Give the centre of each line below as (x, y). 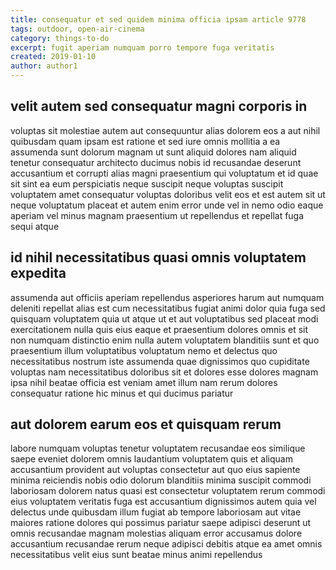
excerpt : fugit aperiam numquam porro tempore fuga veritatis (142, 47)
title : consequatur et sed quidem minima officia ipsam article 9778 (158, 19)
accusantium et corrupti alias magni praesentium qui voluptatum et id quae (164, 173)
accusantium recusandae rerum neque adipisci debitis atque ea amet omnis (166, 544)
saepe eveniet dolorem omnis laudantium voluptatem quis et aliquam (151, 459)
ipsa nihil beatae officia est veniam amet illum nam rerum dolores (144, 382)
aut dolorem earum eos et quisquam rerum (146, 424)
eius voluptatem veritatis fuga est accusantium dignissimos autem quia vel (163, 502)
